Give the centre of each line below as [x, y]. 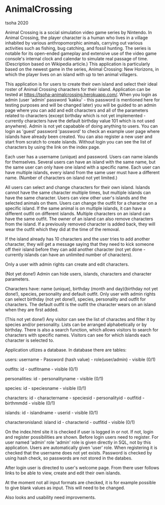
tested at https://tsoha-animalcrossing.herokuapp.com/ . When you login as [81, 94]
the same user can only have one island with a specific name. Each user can [82, 167]
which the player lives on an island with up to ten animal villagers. [71, 74]
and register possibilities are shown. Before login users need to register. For [82, 437]
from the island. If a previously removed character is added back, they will [80, 224]
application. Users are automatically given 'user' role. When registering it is [81, 447]
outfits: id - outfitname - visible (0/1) [42, 369]
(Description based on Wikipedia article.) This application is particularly [78, 64]
